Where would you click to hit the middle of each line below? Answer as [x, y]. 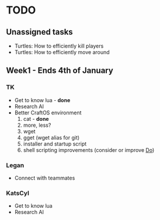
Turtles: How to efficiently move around [62, 52]
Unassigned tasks [39, 32]
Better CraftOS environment [48, 113]
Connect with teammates [45, 178]
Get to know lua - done [42, 100]
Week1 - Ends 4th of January [60, 71]
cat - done [36, 119]
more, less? [37, 125]
